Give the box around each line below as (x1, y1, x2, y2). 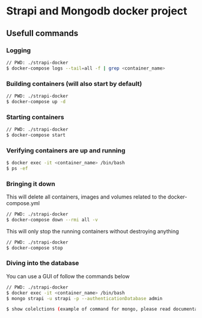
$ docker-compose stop (6, 245, 63, 251)
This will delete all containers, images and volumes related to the (6, 193, 167, 200)
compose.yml (6, 200, 40, 207)
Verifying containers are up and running (6, 146, 126, 154)
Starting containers (6, 113, 64, 121)
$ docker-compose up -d (6, 98, 66, 104)
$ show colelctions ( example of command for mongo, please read (6, 306, 171, 313)
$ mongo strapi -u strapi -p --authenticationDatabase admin (6, 295, 163, 301)
